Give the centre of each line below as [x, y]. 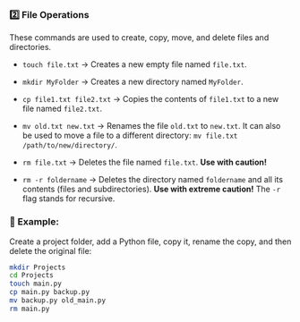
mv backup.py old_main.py [57, 301]
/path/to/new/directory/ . [70, 145]
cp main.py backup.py [50, 292]
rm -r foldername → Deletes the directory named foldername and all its [153, 180]
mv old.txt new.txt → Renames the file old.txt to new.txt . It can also [151, 126]
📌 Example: [34, 222]
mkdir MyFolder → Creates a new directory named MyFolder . [133, 82]
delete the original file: [51, 250]
